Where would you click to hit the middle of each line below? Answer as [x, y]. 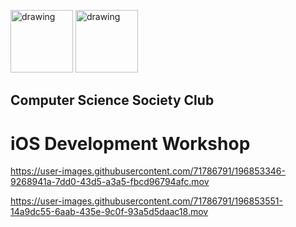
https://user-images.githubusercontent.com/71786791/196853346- [148, 171]
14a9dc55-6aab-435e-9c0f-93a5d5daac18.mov [109, 212]
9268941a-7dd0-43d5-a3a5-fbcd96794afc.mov [110, 182]
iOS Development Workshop [130, 143]
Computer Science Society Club [112, 100]
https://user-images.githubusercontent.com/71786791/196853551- [146, 201]
